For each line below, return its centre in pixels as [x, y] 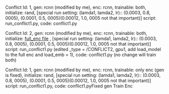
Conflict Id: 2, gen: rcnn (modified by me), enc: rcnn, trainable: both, [76, 33]
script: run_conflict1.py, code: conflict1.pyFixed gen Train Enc [69, 86]
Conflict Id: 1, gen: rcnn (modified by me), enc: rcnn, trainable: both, [76, 7]
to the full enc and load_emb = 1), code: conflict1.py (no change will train [81, 55]
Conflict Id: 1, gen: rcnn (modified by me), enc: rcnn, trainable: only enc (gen [85, 70]
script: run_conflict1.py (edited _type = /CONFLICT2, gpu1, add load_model [83, 49]
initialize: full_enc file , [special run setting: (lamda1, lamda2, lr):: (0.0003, [81, 38]
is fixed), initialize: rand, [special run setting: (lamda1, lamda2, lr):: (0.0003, [83, 75]
